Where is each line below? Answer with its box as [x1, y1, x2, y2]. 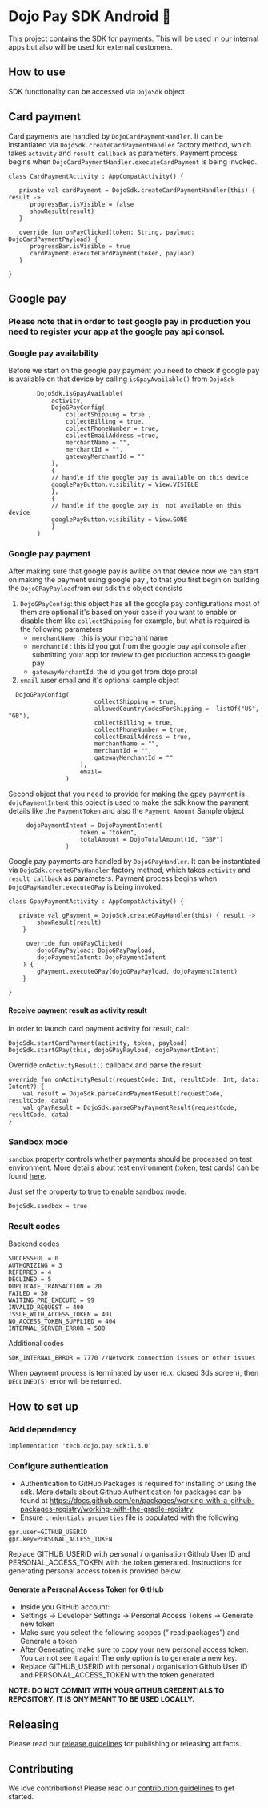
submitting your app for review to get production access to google [31, 650, 250, 660]
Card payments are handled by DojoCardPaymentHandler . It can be [8, 131, 224, 141]
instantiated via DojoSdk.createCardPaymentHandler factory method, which [8, 139, 252, 149]
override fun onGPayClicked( [26, 940, 124, 948]
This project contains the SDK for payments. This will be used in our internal [8, 34, 259, 43]
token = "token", [79, 829, 138, 837]
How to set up [8, 1400, 78, 1413]
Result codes [8, 1220, 61, 1231]
